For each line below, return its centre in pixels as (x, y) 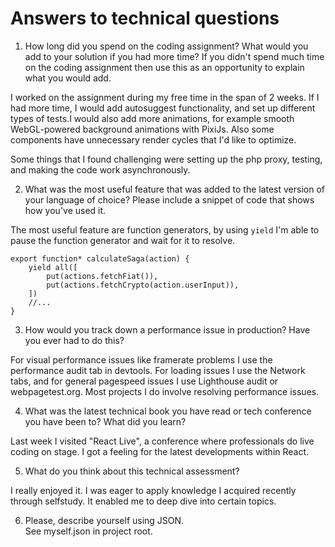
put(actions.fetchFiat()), (102, 276)
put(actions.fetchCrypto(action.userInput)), (143, 285)
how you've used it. (65, 210)
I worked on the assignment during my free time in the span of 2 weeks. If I (165, 97)
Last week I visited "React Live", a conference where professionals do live (162, 441)
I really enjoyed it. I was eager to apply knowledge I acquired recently (153, 490)
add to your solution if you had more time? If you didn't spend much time (174, 56)
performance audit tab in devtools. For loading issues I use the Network (158, 370)
